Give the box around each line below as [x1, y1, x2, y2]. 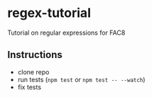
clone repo [17, 67, 50, 76]
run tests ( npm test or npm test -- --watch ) [17, 75, 146, 84]
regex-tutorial [7, 5, 91, 21]
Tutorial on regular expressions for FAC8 [7, 28, 126, 37]
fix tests [17, 83, 41, 91]
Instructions [7, 49, 63, 61]
